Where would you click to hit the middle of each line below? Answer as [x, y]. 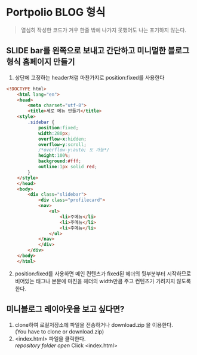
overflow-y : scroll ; [62, 144]
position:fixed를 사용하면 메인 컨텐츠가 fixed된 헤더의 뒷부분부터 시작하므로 [103, 274]
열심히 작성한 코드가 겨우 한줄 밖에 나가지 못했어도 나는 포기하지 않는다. [104, 30]
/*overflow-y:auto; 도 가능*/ [74, 150]
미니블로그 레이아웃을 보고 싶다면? [65, 309]
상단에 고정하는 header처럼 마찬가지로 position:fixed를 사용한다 [90, 77]
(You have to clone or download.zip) [59, 331]
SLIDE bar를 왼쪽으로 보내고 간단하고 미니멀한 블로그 [98, 51]
